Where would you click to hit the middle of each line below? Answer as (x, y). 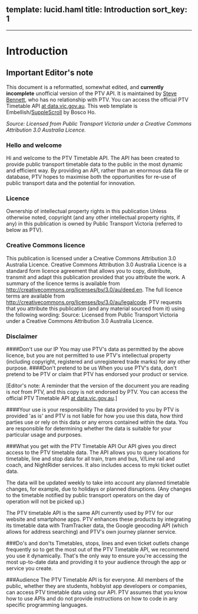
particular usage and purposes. (44, 435)
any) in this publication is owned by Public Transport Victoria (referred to (94, 224)
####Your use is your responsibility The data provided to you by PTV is (93, 409)
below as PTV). (24, 230)
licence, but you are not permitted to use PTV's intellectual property (88, 355)
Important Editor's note (50, 73)
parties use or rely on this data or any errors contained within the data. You (97, 422)
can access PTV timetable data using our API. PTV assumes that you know (97, 592)
